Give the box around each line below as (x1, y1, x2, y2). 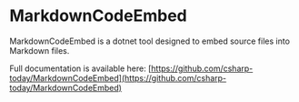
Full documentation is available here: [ (9, 63, 152, 74)
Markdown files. (9, 45, 70, 56)
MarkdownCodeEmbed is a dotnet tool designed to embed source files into (9, 36, 291, 46)
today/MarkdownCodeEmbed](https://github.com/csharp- (9, 72, 227, 83)
